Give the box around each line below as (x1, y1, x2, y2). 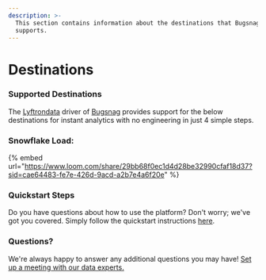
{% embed (8, 153, 44, 163)
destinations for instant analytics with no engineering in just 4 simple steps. (8, 115, 254, 125)
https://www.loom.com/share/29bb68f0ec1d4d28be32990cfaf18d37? (24, 162, 253, 171)
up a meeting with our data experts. (8, 263, 124, 272)
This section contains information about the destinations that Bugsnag (15, 19, 260, 27)
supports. (15, 26, 47, 34)
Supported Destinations (8, 89, 102, 100)
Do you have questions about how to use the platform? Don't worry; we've (8, 208, 251, 217)
